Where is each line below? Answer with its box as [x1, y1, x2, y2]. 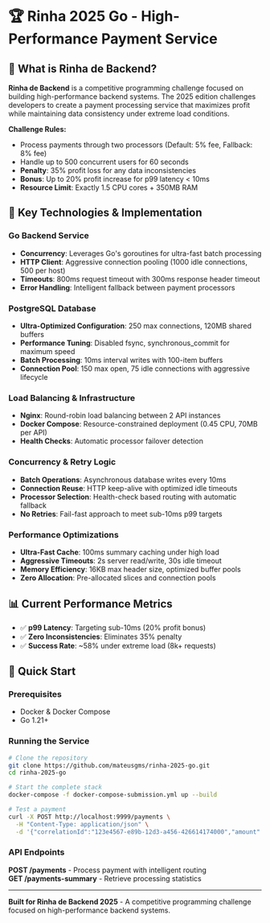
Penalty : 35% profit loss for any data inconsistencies [19, 166, 197, 175]
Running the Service [8, 736, 90, 747]
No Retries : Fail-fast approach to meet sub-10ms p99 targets [19, 509, 223, 518]
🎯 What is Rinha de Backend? [8, 62, 157, 76]
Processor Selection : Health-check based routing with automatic [19, 492, 237, 501]
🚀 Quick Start [8, 665, 76, 678]
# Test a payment [8, 806, 67, 814]
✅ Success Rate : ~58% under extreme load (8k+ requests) [19, 641, 217, 650]
